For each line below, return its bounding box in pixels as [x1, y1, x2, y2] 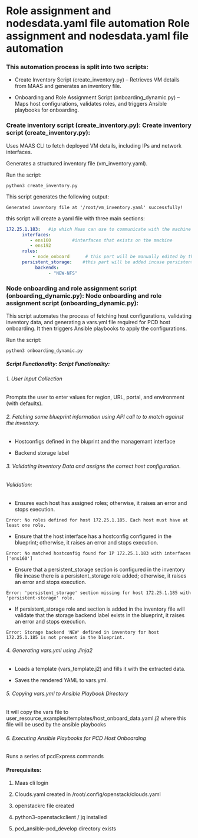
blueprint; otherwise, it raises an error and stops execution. [14, 539, 159, 546]
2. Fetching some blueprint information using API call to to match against [6, 413, 184, 420]
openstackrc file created [14, 802, 75, 810]
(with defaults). [6, 400, 43, 407]
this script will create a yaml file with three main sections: [6, 214, 146, 222]
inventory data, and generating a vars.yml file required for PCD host [6, 318, 171, 325]
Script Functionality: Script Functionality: [6, 360, 110, 367]
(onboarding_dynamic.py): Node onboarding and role [6, 291, 162, 299]
